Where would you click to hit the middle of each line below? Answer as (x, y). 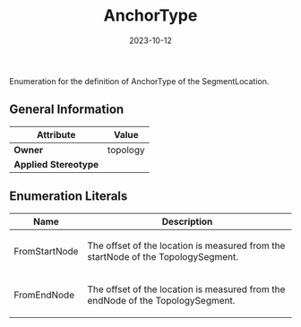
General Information (67, 110)
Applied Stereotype (56, 164)
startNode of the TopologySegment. (163, 256)
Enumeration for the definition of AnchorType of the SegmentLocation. (139, 81)
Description (187, 221)
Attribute (56, 134)
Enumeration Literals (69, 197)
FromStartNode (46, 251)
